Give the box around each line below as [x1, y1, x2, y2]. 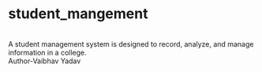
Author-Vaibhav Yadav [8, 56, 81, 66]
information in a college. [8, 47, 87, 57]
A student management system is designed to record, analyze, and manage [8, 39, 254, 48]
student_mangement [8, 5, 148, 23]
